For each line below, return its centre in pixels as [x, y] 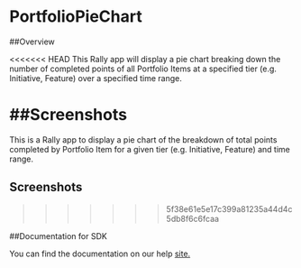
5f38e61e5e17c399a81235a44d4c [229, 208]
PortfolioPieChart [76, 17]
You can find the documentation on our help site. [100, 254]
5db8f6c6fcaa [192, 218]
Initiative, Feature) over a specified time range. [96, 78]
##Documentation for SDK [59, 236]
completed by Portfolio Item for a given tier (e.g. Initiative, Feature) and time [150, 149]
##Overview [32, 42]
